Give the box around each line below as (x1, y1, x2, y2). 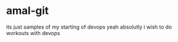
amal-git (6, 4, 49, 17)
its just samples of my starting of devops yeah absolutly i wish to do (6, 23, 172, 30)
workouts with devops (6, 29, 61, 36)
